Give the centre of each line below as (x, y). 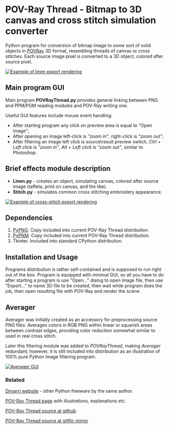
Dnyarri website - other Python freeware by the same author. (69, 391)
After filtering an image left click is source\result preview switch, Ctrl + (87, 141)
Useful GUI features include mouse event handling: (59, 115)
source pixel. (19, 61)
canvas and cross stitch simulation (81, 20)
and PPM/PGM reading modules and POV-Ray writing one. (67, 105)
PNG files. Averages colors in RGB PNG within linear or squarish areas (79, 325)
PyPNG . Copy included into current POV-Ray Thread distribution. (81, 230)
